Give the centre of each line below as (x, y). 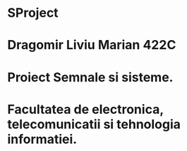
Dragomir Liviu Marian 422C (92, 45)
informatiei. (42, 139)
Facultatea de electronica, (85, 109)
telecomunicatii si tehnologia (94, 124)
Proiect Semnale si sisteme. (90, 77)
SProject (33, 13)
